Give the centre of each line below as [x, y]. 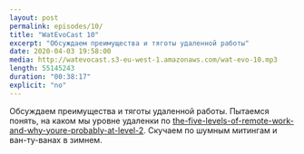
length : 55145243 [42, 69]
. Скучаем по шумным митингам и [211, 130]
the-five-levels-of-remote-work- [233, 120]
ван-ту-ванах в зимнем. [56, 140]
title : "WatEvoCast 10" [54, 34]
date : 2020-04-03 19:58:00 [60, 52]
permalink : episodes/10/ [56, 26]
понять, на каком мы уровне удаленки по [90, 120]
